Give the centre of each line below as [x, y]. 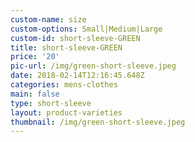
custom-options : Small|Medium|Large [86, 29]
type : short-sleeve [51, 103]
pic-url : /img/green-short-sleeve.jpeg [93, 66]
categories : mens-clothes [64, 85]
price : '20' [35, 57]
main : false [35, 94]
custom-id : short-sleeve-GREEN [75, 38]
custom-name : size [48, 19]
